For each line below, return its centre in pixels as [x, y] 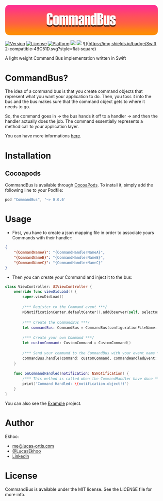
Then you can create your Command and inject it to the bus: [72, 277]
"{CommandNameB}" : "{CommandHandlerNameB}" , [59, 257]
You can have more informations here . [43, 136]
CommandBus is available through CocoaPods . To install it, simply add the [79, 185]
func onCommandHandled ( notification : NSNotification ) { [72, 374]
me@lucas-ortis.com [33, 446]
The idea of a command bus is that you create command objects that [74, 91]
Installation [28, 156]
